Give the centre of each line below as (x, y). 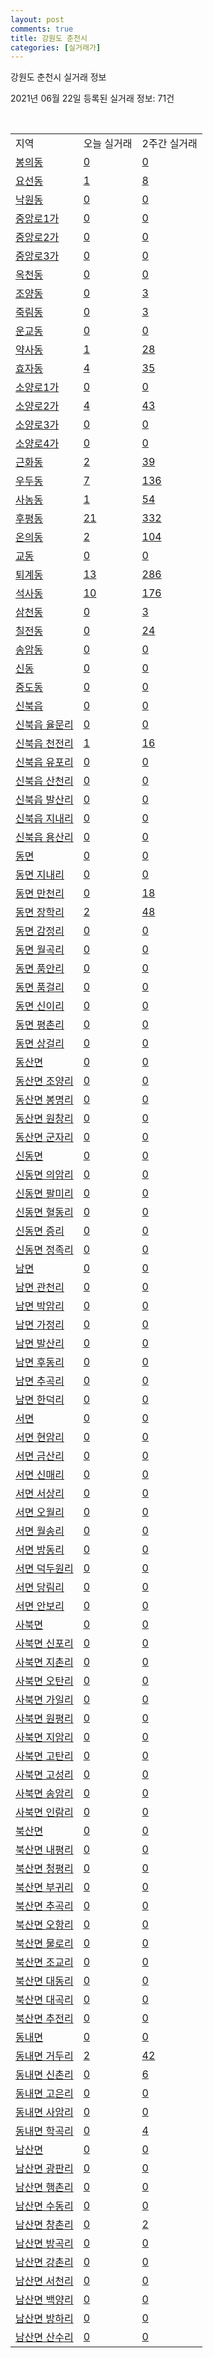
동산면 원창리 (44, 1119)
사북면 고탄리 (44, 1756)
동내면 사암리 (44, 2113)
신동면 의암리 (44, 1175)
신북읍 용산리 (44, 838)
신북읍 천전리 (44, 744)
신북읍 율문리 (44, 725)
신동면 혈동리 (44, 1213)
